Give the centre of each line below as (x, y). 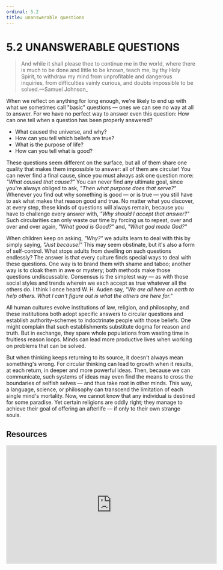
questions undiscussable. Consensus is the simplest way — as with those (97, 277)
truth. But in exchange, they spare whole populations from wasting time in (98, 333)
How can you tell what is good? (54, 151)
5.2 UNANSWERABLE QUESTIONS (93, 47)
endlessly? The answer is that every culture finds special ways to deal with (99, 258)
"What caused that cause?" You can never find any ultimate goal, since (95, 182)
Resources (27, 434)
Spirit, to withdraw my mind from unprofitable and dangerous (96, 76)
